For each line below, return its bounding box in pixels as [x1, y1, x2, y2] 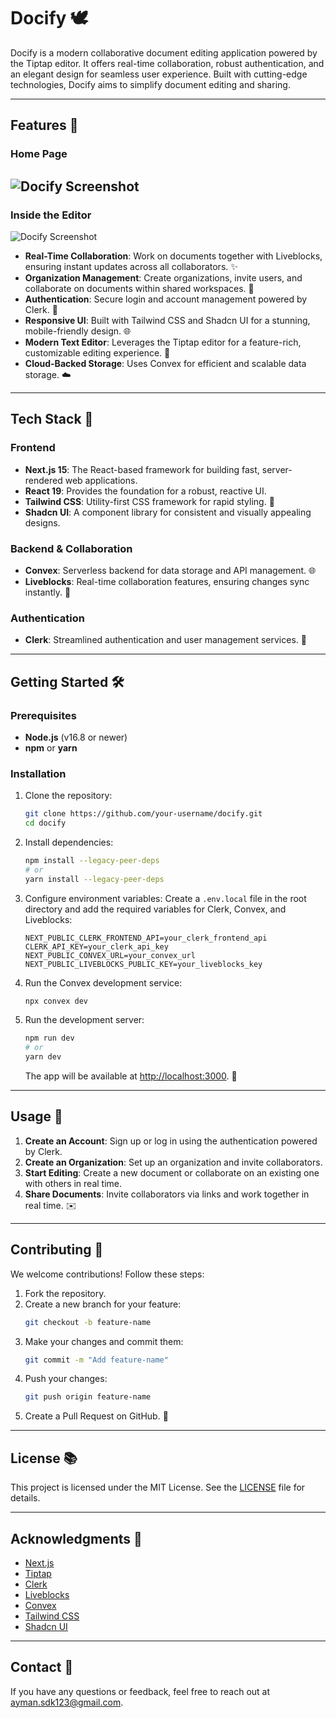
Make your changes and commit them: [24, 1335, 184, 1347]
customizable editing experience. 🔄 [24, 346, 171, 359]
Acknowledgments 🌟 [10, 1530, 143, 1547]
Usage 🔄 [10, 1108, 63, 1125]
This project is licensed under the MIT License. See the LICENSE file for [10, 1481, 306, 1494]
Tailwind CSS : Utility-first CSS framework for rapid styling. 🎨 [24, 495, 275, 507]
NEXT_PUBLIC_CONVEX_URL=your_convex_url [24, 950, 196, 960]
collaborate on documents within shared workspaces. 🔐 [24, 282, 255, 294]
